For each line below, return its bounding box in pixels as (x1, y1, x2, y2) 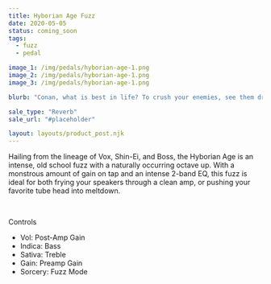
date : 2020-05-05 (8, 19, 67, 27)
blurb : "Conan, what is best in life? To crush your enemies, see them (8, 93, 254, 101)
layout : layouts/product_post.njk (8, 130, 125, 138)
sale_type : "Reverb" (8, 108, 78, 116)
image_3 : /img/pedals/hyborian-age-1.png (8, 78, 150, 87)
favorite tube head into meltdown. (8, 186, 121, 196)
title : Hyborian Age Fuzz (8, 11, 95, 20)
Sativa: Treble (19, 250, 66, 260)
